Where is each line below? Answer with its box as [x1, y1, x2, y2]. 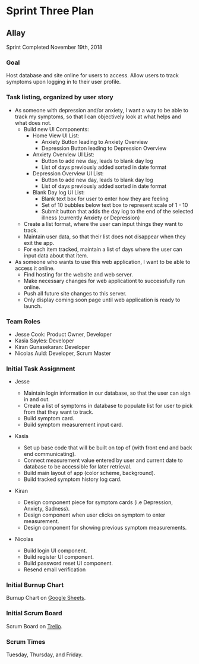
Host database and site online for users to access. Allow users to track [6, 72, 179, 79]
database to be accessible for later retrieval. [23, 463, 132, 470]
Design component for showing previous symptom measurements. [23, 524, 187, 531]
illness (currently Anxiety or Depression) [41, 214, 140, 221]
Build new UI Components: [23, 125, 89, 133]
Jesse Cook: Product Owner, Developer [14, 331, 112, 338]
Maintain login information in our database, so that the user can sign [23, 389, 191, 396]
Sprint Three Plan [6, 4, 94, 18]
